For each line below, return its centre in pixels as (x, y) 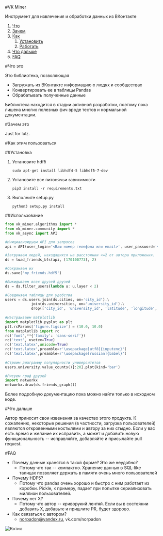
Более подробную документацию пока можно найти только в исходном (80, 394)
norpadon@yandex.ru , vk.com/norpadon (60, 519)
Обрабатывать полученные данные (49, 95)
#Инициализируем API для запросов (40, 242)
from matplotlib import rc (32, 331)
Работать (29, 46)
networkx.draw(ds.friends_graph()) (41, 385)
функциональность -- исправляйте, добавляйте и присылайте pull (73, 439)
